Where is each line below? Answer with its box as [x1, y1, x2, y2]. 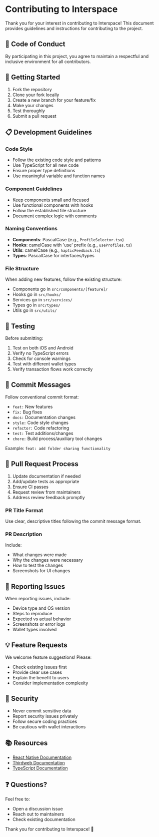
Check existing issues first [12, 664, 67, 670]
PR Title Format [5, 507, 43, 514]
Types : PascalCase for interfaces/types [12, 252, 95, 258]
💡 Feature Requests [5, 641, 67, 649]
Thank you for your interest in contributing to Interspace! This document [5, 20, 154, 26]
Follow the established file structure [12, 207, 86, 213]
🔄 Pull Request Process [5, 460, 78, 469]
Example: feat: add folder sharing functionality [5, 445, 111, 451]
